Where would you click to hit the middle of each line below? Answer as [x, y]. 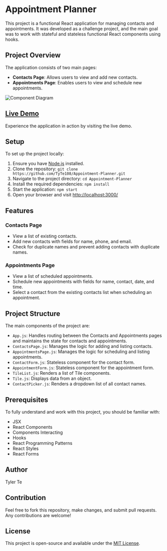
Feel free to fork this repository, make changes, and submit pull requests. [81, 510]
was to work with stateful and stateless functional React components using [83, 34]
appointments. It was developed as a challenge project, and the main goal [82, 28]
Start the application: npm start [45, 189]
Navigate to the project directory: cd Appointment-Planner [72, 179]
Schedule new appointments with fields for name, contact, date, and [83, 282]
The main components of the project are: [48, 326]
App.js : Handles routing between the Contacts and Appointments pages [87, 336]
